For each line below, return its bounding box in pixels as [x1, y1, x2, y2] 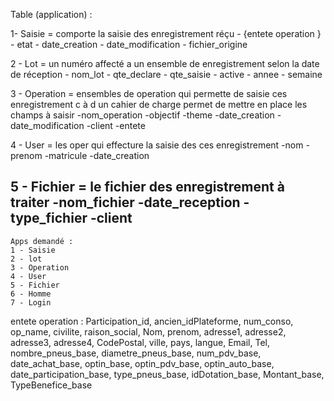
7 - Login [10, 297, 52, 308]
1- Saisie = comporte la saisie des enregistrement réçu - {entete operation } [10, 28, 322, 39]
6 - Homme [10, 289, 52, 299]
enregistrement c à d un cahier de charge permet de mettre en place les [10, 99, 308, 110]
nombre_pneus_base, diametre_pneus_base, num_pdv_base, [10, 347, 262, 359]
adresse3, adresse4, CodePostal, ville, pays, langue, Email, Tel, [10, 336, 270, 348]
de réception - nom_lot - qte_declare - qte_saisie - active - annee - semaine [10, 69, 323, 80]
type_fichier [10, 210, 88, 227]
